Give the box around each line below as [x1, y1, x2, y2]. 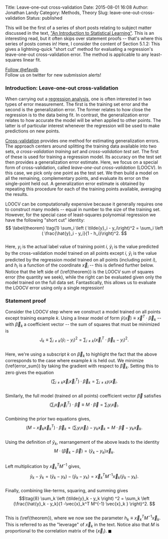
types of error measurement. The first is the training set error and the [5, 101, 148, 107]
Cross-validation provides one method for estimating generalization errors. [5, 138, 160, 144]
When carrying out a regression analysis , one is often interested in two [5, 96, 151, 102]
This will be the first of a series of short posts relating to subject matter [5, 25, 152, 31]
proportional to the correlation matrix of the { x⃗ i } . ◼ [5, 528, 112, 535]
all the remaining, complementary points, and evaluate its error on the [5, 175, 149, 181]
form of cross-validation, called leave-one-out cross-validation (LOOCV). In [5, 165, 162, 171]
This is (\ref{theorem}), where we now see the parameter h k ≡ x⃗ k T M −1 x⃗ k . [5, 514, 161, 522]
